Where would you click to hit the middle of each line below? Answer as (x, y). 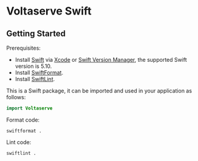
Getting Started (36, 34)
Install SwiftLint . (35, 79)
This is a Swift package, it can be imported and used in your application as (99, 91)
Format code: (23, 120)
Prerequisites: (24, 48)
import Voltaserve (29, 108)
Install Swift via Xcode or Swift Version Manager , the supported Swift (101, 60)
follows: (16, 97)
